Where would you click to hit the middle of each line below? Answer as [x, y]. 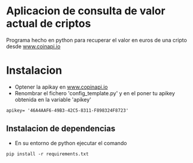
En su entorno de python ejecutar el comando [71, 143]
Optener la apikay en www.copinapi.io [61, 87]
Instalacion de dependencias [61, 129]
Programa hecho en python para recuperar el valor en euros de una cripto [96, 40]
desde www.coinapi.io [33, 46]
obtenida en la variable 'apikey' [53, 99]
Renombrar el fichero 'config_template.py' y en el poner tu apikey [95, 93]
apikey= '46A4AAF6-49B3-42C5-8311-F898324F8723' [67, 110]
